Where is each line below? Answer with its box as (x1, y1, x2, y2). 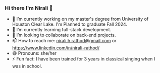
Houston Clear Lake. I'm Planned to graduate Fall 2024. (12, 21, 127, 27)
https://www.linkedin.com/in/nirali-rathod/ (12, 45, 99, 51)
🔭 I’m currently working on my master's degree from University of (12, 16, 149, 22)
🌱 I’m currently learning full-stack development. (12, 27, 112, 33)
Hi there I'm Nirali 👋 (5, 5, 53, 12)
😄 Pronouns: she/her (12, 50, 57, 56)
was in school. (12, 63, 42, 69)
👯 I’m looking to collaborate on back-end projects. (12, 32, 116, 38)
